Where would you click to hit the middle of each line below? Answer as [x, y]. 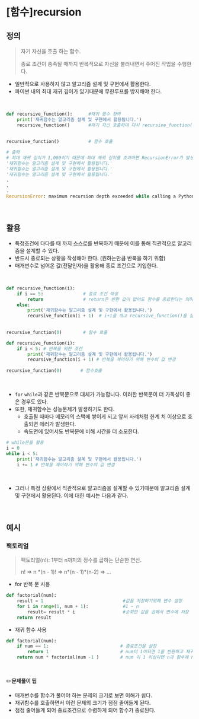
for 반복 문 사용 [32, 584]
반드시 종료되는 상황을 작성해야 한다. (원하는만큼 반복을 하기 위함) [90, 258]
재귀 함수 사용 [31, 629]
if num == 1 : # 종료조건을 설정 [87, 646]
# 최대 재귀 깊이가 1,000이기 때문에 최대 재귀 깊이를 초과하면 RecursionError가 [95, 158]
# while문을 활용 [25, 443]
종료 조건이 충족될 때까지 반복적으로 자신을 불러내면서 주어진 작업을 [98, 64]
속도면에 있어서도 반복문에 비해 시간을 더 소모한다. [81, 431]
